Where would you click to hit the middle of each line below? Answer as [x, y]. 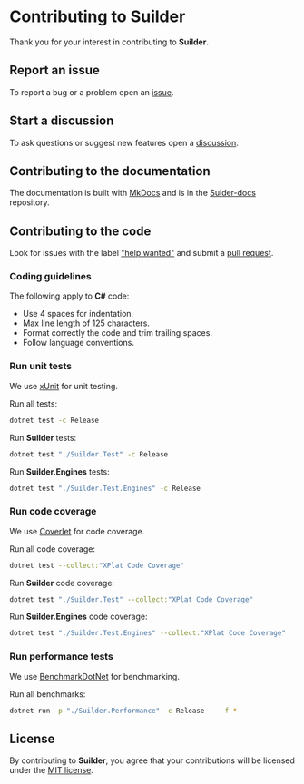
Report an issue [54, 70]
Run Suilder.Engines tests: [60, 471]
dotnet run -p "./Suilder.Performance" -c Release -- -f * [123, 710]
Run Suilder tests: [43, 437]
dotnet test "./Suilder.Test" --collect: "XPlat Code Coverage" [132, 599]
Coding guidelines [51, 277]
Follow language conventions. [78, 343]
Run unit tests [41, 367]
